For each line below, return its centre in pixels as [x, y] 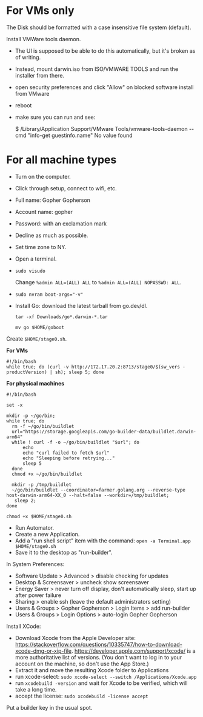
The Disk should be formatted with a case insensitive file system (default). [99, 27]
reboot [23, 105]
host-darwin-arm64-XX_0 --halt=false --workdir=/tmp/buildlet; [88, 495]
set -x [15, 405]
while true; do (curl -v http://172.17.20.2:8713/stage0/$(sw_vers [93, 367]
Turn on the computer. [43, 176]
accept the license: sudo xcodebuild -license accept [82, 696]
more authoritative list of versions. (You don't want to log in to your [98, 657]
